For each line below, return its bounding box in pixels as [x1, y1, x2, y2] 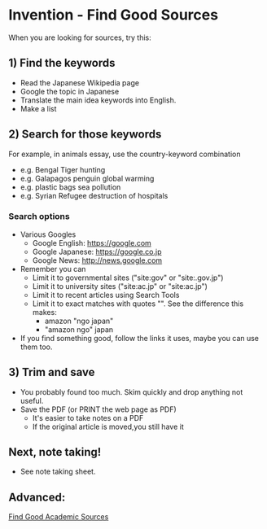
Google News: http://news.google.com [32, 255, 163, 265]
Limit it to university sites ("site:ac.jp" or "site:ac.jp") [32, 281, 208, 291]
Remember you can [20, 264, 86, 273]
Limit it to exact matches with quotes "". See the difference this [32, 299, 244, 308]
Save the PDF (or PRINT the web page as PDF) [20, 404, 177, 414]
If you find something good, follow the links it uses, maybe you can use [20, 333, 259, 343]
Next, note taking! [8, 445, 102, 459]
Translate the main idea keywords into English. [20, 95, 177, 105]
